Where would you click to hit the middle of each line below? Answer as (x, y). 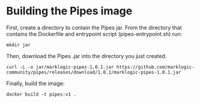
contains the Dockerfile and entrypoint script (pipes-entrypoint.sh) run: (94, 34)
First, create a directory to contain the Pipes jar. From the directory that (94, 28)
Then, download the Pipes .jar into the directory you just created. (86, 56)
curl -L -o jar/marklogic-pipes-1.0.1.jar (60, 67)
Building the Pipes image (69, 11)
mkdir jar (19, 45)
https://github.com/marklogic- (156, 67)
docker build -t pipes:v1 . (41, 94)
